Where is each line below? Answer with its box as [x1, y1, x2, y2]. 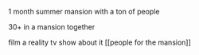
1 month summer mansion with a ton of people [8, 7, 160, 16]
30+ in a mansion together [8, 22, 96, 31]
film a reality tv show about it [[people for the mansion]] [8, 37, 191, 47]
